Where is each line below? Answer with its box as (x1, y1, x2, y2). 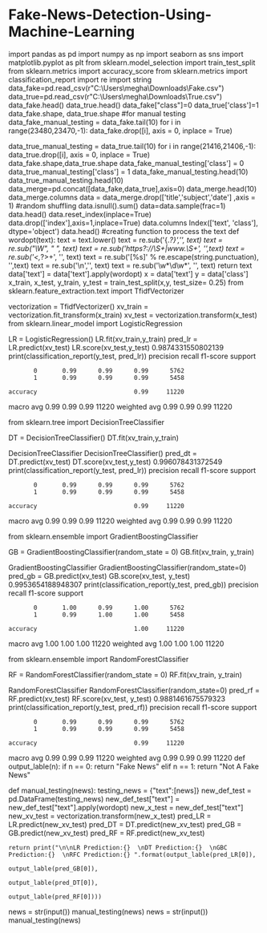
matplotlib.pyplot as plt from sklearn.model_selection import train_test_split (8, 58, 256, 67)
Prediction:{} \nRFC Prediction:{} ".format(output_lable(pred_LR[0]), (8, 850, 257, 858)
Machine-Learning (8, 22, 135, 41)
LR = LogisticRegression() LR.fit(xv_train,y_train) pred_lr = (8, 334, 198, 344)
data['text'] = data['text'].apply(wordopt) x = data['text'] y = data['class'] (8, 269, 249, 278)
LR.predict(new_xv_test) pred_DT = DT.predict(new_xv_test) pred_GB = (8, 819, 242, 829)
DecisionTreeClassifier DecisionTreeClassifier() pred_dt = (8, 448, 198, 458)
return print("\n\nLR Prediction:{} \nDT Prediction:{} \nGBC (8, 843, 228, 851)
